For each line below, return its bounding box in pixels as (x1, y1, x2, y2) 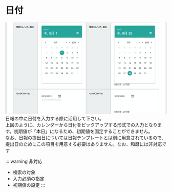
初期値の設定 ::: (12, 182, 45, 188)
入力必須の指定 (12, 175, 45, 182)
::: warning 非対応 (5, 158, 42, 164)
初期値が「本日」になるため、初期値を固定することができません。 (13, 128, 153, 134)
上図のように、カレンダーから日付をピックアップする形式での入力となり (5, 121, 158, 128)
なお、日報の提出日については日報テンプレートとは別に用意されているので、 (5, 134, 166, 141)
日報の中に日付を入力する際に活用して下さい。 (5, 115, 104, 121)
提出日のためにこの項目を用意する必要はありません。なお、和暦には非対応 (5, 141, 162, 147)
